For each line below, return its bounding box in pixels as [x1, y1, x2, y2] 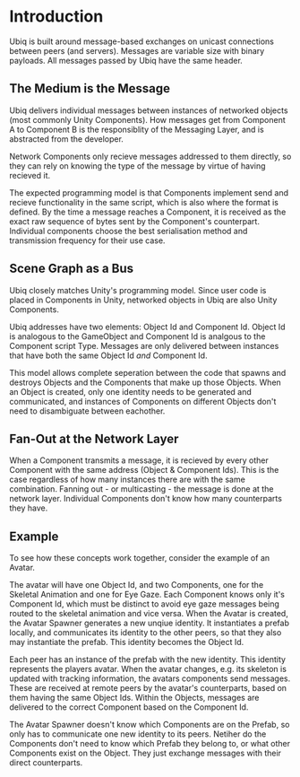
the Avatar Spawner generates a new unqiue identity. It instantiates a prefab [9, 617, 289, 629]
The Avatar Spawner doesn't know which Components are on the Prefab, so [9, 720, 290, 730]
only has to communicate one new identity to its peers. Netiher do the [9, 729, 267, 739]
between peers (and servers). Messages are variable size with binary [9, 45, 265, 56]
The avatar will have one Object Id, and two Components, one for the [9, 580, 264, 590]
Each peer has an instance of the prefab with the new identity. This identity [9, 654, 287, 665]
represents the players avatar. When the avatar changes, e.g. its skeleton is [9, 664, 287, 675]
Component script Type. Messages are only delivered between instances [9, 340, 279, 351]
